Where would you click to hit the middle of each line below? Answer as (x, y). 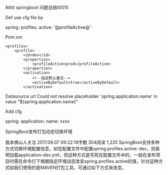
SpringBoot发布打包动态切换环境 (39, 132)
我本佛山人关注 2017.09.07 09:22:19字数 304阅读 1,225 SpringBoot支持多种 (82, 142)
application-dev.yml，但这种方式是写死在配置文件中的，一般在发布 (87, 155)
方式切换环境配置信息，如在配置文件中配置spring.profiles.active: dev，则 (80, 149)
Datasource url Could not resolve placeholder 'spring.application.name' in (81, 96)
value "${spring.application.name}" (42, 102)
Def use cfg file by (24, 17)
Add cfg (14, 111)
